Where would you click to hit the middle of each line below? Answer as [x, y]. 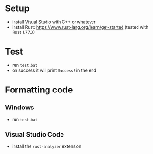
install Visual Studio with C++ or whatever [54, 22]
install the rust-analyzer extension [47, 146]
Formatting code [39, 90]
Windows [20, 108]
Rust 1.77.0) [23, 32]
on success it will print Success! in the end [54, 70]
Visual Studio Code [35, 134]
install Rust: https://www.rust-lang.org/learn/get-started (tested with [80, 27]
